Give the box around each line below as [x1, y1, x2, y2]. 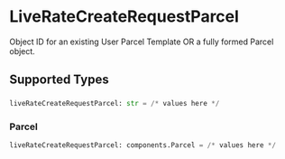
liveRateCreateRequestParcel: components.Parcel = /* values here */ [9, 141, 277, 150]
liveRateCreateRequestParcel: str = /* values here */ [9, 99, 220, 108]
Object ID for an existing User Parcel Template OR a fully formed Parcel [9, 36, 274, 47]
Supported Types [9, 72, 110, 88]
